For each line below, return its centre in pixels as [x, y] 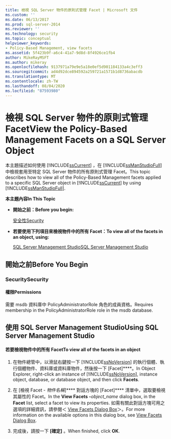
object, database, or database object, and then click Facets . [76, 379]
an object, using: [31, 237]
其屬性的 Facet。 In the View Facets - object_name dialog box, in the [84, 396]
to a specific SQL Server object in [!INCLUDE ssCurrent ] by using [73, 183]
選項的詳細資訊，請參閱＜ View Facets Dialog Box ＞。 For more [79, 409]
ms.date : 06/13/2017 [27, 19]
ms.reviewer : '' [22, 29]
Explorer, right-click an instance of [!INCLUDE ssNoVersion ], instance [85, 374]
